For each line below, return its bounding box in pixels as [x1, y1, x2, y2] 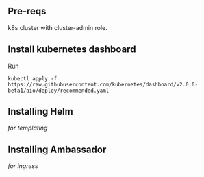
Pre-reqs [8, 5, 47, 17]
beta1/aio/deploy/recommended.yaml [8, 87, 110, 94]
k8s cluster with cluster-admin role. [8, 23, 108, 32]
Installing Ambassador [8, 143, 107, 155]
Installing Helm [8, 106, 74, 117]
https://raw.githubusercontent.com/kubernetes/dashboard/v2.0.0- [8, 81, 198, 88]
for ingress [8, 162, 38, 170]
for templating [8, 123, 48, 132]
